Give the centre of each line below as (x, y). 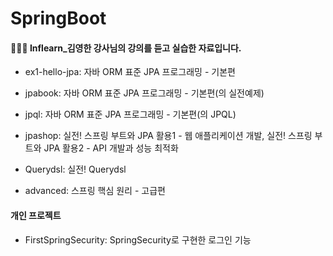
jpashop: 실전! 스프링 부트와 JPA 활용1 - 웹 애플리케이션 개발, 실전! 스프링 (168, 136)
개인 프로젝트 (36, 215)
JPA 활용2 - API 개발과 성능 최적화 (111, 148)
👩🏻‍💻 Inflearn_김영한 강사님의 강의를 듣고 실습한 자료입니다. (126, 48)
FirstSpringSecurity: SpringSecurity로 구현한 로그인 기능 (138, 239)
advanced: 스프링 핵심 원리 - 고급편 (95, 191)
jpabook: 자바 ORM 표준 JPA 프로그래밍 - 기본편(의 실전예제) (144, 93)
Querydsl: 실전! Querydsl (75, 169)
